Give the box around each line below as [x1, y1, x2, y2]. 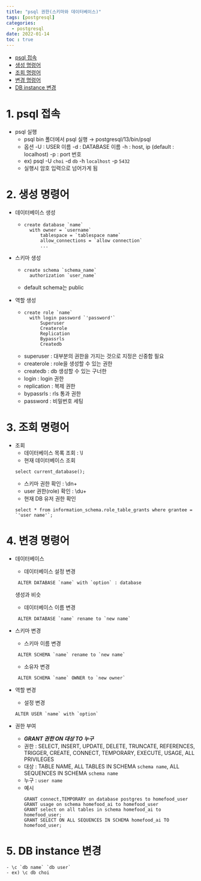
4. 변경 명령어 [6, 534, 70, 547]
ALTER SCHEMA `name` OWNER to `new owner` [17, 675, 126, 681]
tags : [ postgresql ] [6, 14, 55, 20]
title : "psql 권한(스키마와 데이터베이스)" [6, 8, 102, 15]
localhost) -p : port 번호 [23, 151, 82, 158]
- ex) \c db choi [6, 870, 50, 876]
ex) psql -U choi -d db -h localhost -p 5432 [23, 157, 130, 164]
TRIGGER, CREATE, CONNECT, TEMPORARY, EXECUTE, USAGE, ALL [23, 749, 195, 756]
